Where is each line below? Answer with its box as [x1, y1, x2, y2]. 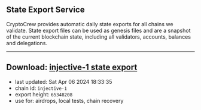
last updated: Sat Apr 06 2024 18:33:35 [14, 78, 112, 85]
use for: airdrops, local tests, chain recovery [14, 97, 124, 104]
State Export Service [6, 5, 85, 15]
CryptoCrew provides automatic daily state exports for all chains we [6, 20, 173, 27]
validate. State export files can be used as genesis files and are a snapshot [6, 27, 191, 34]
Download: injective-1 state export [6, 62, 138, 73]
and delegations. [6, 39, 48, 46]
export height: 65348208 [14, 90, 73, 98]
